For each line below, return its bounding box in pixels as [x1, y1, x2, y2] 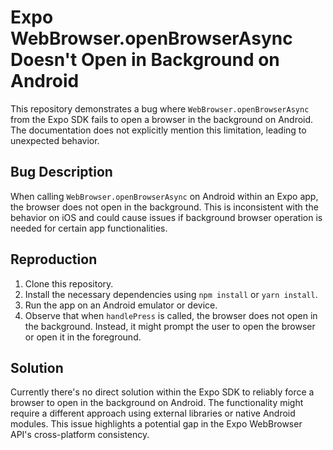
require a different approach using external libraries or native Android [10, 407, 296, 420]
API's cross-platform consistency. [10, 429, 150, 441]
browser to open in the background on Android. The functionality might [10, 397, 304, 409]
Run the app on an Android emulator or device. [24, 299, 218, 311]
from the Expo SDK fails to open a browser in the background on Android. [10, 113, 314, 125]
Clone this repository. [24, 277, 114, 290]
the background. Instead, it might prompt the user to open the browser [24, 320, 316, 332]
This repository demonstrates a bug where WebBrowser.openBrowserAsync [10, 102, 310, 115]
